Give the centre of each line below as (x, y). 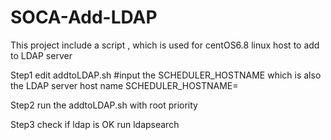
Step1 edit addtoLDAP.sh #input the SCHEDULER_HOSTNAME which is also (166, 75)
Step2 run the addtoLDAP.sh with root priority (104, 105)
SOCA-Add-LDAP (84, 17)
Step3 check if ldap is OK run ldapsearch (95, 124)
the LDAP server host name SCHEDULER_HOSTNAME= (124, 85)
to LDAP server (41, 55)
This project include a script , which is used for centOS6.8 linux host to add (165, 45)
